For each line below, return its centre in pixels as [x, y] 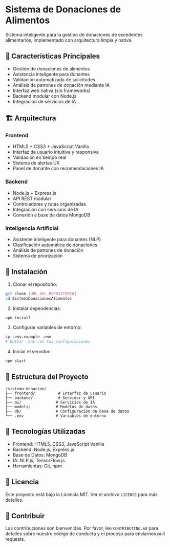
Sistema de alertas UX [36, 163]
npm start [16, 361]
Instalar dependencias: [37, 308]
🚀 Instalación [26, 272]
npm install [18, 318]
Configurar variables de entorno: [47, 327]
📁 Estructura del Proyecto [47, 377]
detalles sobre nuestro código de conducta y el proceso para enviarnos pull [85, 534]
